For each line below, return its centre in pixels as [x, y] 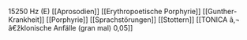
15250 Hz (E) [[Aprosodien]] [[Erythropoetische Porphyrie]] [105, 11]
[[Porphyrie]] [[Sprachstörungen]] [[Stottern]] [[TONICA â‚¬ [143, 20]
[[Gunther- [220, 11]
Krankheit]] [26, 20]
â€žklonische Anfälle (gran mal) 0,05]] [71, 28]
